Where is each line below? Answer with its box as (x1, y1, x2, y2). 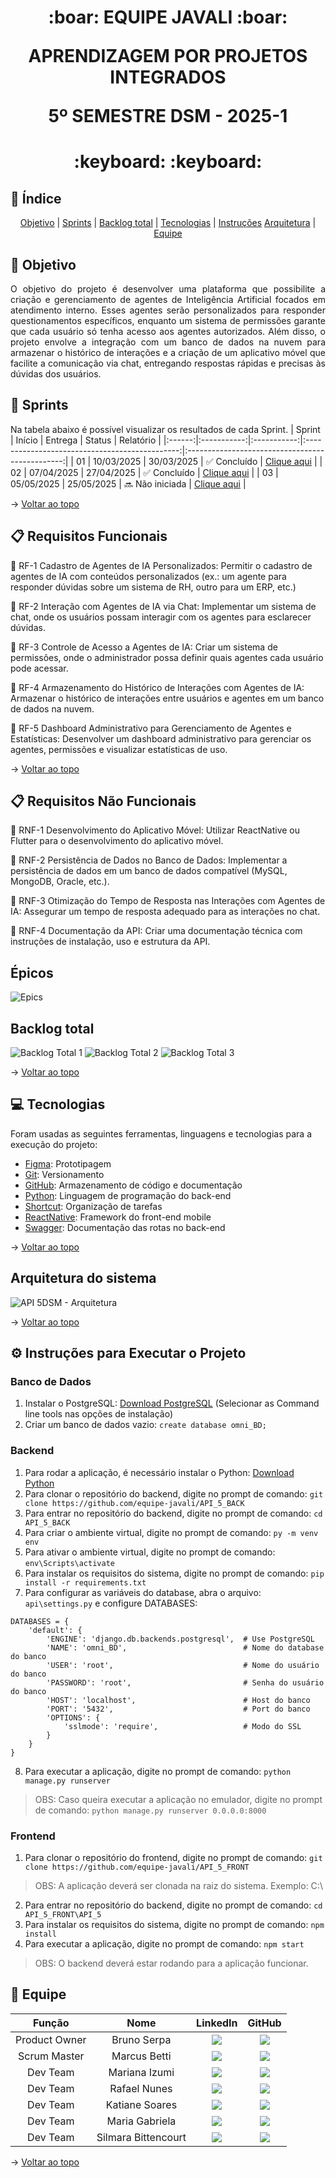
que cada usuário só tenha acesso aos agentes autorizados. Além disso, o (10, 326, 326, 337)
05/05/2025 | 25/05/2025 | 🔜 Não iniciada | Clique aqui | (10, 477, 247, 490)
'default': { (28, 1625, 83, 1635)
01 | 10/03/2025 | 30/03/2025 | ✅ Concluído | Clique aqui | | (75, 455, 323, 467)
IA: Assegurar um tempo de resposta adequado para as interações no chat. (10, 906, 321, 918)
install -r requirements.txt (24, 1577, 147, 1588)
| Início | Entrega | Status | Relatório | (10, 434, 162, 446)
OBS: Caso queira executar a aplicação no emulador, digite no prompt (34, 1793, 323, 1805)
